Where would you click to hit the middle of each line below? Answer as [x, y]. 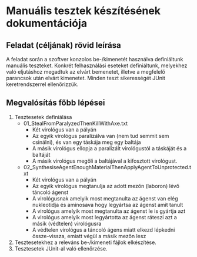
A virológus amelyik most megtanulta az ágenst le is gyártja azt [109, 211]
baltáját [41, 154]
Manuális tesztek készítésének [83, 11]
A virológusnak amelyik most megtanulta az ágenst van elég [105, 198]
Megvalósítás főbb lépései [56, 103]
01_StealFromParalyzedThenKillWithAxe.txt [76, 123]
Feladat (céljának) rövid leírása [64, 45]
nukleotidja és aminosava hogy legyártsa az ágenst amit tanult [108, 205]
